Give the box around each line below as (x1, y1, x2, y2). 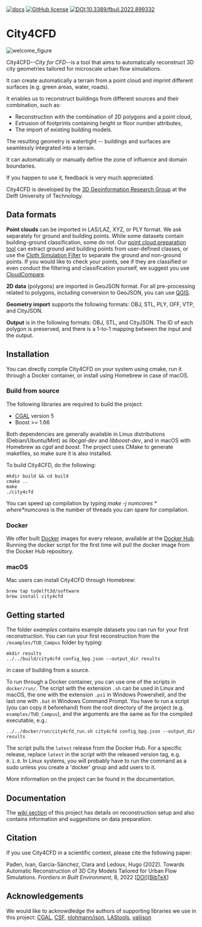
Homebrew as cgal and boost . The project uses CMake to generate (6, 443, 174, 450)
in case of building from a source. (6, 666, 90, 674)
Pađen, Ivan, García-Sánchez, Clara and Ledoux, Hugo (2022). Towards (6, 860, 185, 868)
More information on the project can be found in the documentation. (6, 775, 175, 783)
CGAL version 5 (14, 412, 54, 419)
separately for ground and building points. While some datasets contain (6, 232, 184, 239)
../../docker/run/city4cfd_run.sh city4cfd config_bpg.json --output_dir (6, 729, 196, 735)
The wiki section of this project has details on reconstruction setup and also (6, 809, 195, 816)
